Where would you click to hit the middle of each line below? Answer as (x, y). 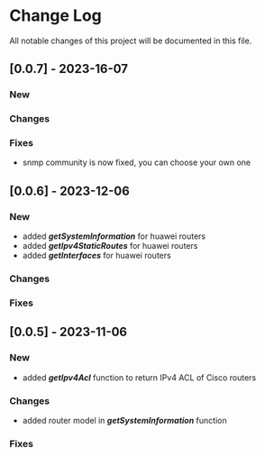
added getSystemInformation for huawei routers (114, 236)
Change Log (55, 16)
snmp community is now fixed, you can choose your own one (136, 162)
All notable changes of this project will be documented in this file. (131, 41)
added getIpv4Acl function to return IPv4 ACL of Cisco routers (139, 377)
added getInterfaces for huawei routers (96, 256)
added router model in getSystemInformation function (124, 420)
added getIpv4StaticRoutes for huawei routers (110, 246)
